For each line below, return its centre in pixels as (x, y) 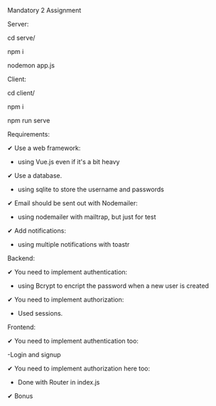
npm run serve (29, 121)
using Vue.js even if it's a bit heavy (69, 162)
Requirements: (28, 134)
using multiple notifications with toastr (74, 244)
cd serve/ (21, 38)
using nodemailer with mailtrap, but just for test (87, 217)
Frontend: (22, 327)
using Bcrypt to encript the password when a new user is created (113, 286)
